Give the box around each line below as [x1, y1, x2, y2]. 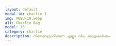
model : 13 [5, 25, 25, 30]
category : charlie [5, 29, 42, 34]
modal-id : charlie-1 [5, 11, 47, 16]
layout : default [5, 7, 38, 12]
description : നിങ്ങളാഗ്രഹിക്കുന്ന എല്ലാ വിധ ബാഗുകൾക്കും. [5, 34, 112, 39]
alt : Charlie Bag [5, 20, 40, 25]
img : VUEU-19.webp [5, 16, 42, 21]
